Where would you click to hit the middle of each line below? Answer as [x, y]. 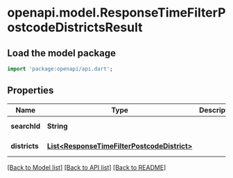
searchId [26, 126]
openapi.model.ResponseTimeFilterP [116, 13]
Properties [31, 90]
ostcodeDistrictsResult [75, 27]
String [58, 126]
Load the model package [62, 53]
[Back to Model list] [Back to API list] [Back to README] [87, 167]
